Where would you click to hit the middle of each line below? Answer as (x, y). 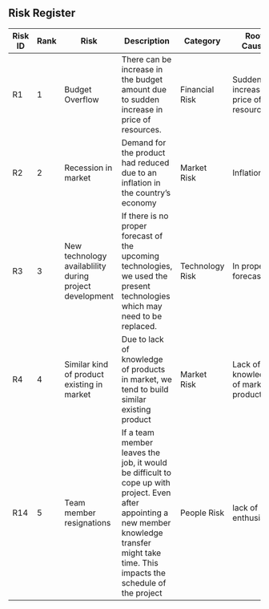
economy (139, 202)
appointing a (145, 513)
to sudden (141, 99)
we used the (145, 276)
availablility (85, 266)
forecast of (142, 236)
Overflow (82, 99)
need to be (142, 316)
